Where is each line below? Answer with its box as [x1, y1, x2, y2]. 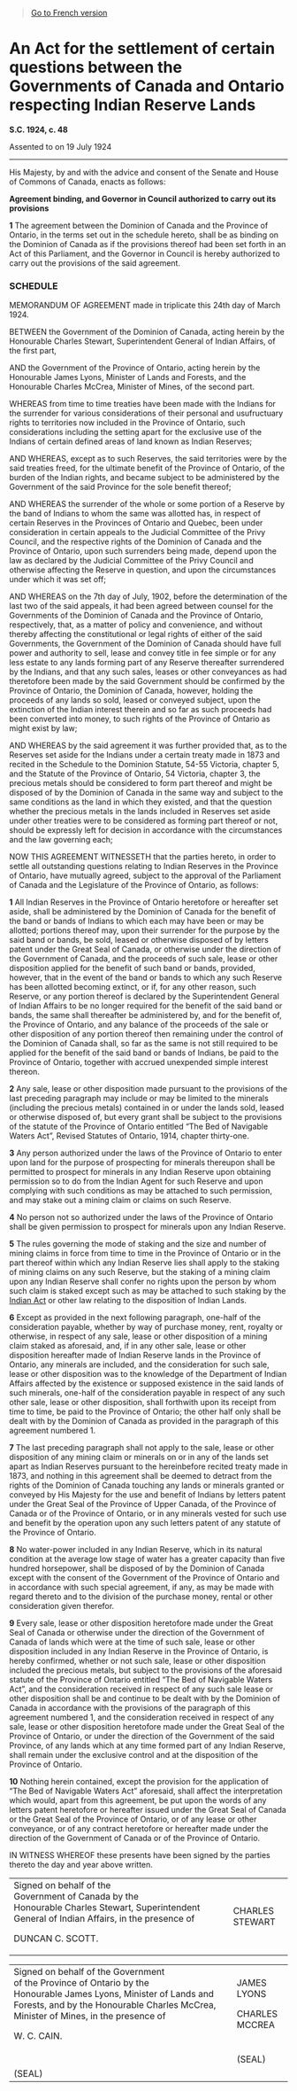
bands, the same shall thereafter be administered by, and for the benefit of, [9, 1010, 283, 1021]
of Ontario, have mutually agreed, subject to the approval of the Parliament [9, 870, 281, 881]
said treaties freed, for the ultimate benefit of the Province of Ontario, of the [9, 463, 286, 473]
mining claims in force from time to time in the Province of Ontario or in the [9, 1248, 281, 1259]
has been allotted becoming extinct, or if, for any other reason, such [9, 982, 256, 992]
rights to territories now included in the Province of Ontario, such [9, 417, 246, 428]
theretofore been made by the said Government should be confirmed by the [9, 676, 286, 687]
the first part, [9, 346, 57, 356]
